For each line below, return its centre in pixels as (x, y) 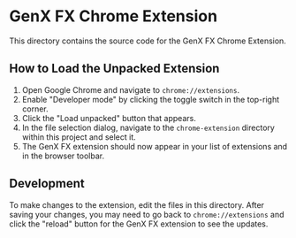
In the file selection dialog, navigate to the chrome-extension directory (148, 127)
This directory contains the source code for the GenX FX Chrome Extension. (148, 41)
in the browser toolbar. (63, 156)
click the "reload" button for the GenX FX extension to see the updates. (139, 224)
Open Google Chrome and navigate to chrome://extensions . (131, 89)
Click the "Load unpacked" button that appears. (109, 118)
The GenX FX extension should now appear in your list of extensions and (155, 146)
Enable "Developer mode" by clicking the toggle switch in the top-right (151, 99)
